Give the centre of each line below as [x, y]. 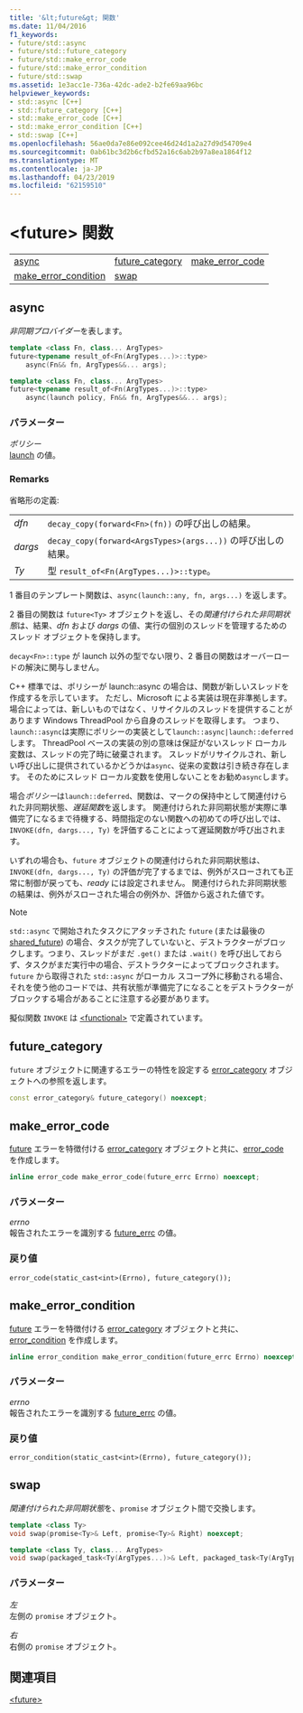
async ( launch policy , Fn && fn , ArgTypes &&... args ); [127, 398]
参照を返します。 [80, 1081]
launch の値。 [35, 455]
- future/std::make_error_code [68, 60]
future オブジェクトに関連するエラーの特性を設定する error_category [138, 1069]
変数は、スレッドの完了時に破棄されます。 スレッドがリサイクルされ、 [140, 754]
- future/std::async [48, 43]
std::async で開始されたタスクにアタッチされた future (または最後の [138, 930]
